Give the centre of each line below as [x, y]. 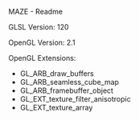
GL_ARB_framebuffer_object [67, 90]
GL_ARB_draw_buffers [57, 74]
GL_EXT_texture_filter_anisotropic [75, 99]
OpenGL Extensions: [42, 58]
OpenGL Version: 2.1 [42, 42]
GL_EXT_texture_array [56, 108]
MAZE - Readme [35, 12]
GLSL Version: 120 [39, 27]
